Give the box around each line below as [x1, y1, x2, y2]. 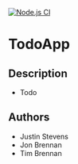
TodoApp [8, 36, 70, 53]
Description [8, 67, 68, 80]
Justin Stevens [19, 132, 69, 141]
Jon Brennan [19, 139, 62, 150]
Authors [8, 111, 50, 124]
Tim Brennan [19, 148, 62, 158]
